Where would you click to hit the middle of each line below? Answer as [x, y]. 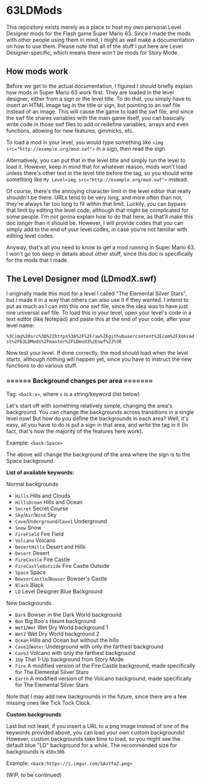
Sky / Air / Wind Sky [36, 514]
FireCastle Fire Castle [42, 559]
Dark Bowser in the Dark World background [68, 614]
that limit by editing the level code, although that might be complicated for [97, 210]
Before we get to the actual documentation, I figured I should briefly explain [100, 86]
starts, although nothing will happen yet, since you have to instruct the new [99, 359]
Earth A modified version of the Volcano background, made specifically [103, 678]
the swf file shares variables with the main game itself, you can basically [95, 118]
